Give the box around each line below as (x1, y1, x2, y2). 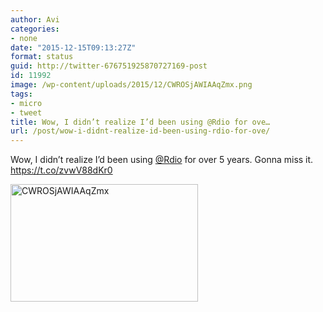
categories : (10, 24, 60, 34)
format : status (10, 52, 74, 62)
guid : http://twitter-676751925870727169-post (10, 61, 208, 71)
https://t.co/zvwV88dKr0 (10, 164, 113, 176)
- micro (10, 98, 43, 108)
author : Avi (10, 14, 60, 25)
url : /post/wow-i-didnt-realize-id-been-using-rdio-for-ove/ (10, 126, 271, 136)
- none (10, 33, 38, 43)
